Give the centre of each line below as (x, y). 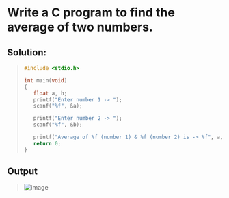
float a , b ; (50, 93)
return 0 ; (47, 143)
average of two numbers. (80, 27)
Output (22, 172)
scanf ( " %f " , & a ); (58, 106)
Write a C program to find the (91, 13)
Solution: (27, 52)
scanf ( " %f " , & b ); (58, 125)
